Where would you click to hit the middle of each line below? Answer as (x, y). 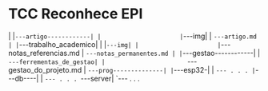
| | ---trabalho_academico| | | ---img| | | (115, 44)
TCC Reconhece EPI (76, 14)
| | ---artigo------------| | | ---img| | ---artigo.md (133, 36)
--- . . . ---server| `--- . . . (92, 78)
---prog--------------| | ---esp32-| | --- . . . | (172, 69)
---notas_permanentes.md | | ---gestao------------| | (173, 53)
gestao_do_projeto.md (45, 69)
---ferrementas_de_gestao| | (57, 62)
